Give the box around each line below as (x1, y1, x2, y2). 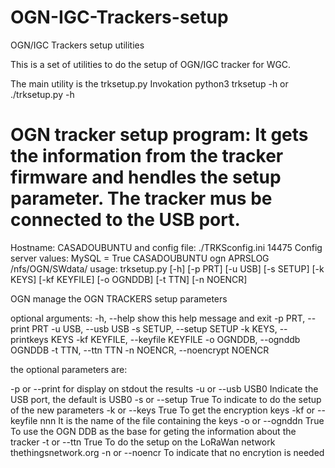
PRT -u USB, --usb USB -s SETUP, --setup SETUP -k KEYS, (31, 322, 278, 335)
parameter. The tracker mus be (10, 187, 273, 210)
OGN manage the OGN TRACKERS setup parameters (10, 292, 228, 305)
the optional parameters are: (10, 363, 128, 375)
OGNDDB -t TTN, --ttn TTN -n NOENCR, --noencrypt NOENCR (10, 344, 270, 356)
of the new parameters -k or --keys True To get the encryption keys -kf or (10, 404, 316, 416)
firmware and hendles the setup (10, 166, 282, 189)
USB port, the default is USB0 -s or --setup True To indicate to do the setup (10, 393, 322, 405)
